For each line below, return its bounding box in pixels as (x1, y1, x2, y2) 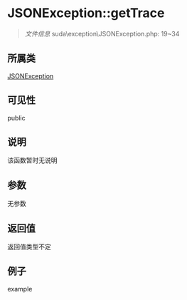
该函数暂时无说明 (7, 156, 58, 165)
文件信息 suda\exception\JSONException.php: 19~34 (24, 29, 180, 38)
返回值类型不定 (7, 242, 51, 251)
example (7, 284, 33, 293)
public (7, 113, 26, 122)
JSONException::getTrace (7, 5, 165, 21)
